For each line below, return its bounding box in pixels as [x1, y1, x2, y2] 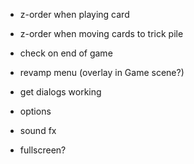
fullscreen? [19, 144, 67, 156]
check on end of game [19, 47, 113, 59]
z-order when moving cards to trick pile [19, 28, 184, 39]
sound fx [19, 125, 57, 136]
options [19, 105, 52, 117]
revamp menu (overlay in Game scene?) [19, 67, 185, 78]
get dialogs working [19, 86, 102, 98]
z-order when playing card [19, 9, 130, 20]
